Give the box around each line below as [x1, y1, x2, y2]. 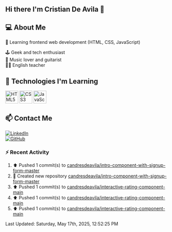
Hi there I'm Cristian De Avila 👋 [5, 5, 105, 14]
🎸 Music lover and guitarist [5, 57, 62, 63]
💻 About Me [5, 23, 46, 32]
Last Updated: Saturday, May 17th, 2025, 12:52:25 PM [5, 221, 119, 227]
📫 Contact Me [5, 114, 53, 123]
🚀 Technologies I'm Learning [5, 77, 98, 86]
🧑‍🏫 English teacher [5, 62, 46, 68]
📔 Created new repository [12, 173, 68, 179]
